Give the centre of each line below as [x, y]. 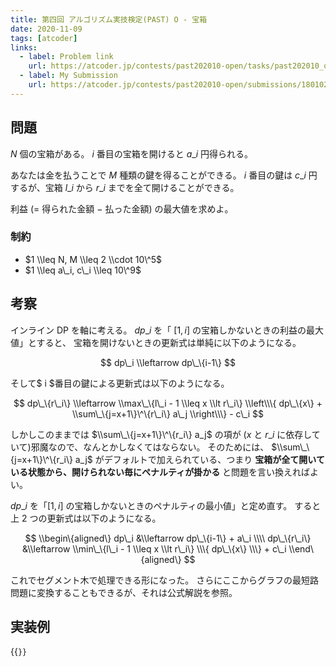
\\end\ [301, 548]
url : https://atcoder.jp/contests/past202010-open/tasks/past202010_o [178, 66]
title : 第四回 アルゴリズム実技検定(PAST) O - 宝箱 [109, 19]
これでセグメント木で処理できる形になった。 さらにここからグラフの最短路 [164, 580]
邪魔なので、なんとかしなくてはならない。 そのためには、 [150, 447]
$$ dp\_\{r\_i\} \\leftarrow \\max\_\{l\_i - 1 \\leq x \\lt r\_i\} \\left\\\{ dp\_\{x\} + [168, 403]
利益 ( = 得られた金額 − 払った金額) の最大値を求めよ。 [122, 208]
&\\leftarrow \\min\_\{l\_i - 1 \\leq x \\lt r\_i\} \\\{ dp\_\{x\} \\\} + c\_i [154, 548]
